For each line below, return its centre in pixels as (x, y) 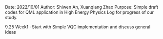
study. (11, 17)
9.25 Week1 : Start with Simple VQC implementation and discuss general (78, 27)
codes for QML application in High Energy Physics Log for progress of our (80, 12)
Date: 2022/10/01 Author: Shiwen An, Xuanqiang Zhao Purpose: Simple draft (82, 7)
